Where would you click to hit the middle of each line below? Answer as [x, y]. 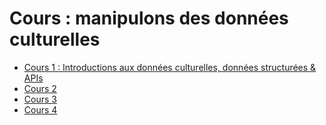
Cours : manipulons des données [149, 18]
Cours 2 [40, 88]
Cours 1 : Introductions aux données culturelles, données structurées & [170, 67]
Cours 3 [40, 99]
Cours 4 [40, 109]
